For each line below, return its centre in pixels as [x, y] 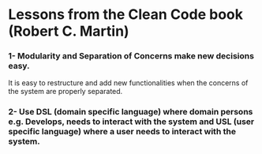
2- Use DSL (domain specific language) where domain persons [131, 112]
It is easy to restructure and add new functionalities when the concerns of [128, 83]
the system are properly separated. [65, 92]
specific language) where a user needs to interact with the [122, 132]
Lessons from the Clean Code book [125, 15]
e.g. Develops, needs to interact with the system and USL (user [131, 122]
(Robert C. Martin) [69, 31]
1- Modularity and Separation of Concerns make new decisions [131, 56]
